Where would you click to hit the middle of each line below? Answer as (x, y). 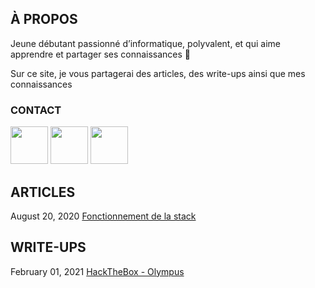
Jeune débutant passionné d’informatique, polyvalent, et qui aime (145, 43)
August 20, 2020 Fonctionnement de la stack (103, 216)
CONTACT (36, 110)
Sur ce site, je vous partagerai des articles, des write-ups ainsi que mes (158, 73)
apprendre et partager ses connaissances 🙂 (101, 54)
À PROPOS (44, 19)
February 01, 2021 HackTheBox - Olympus (97, 271)
